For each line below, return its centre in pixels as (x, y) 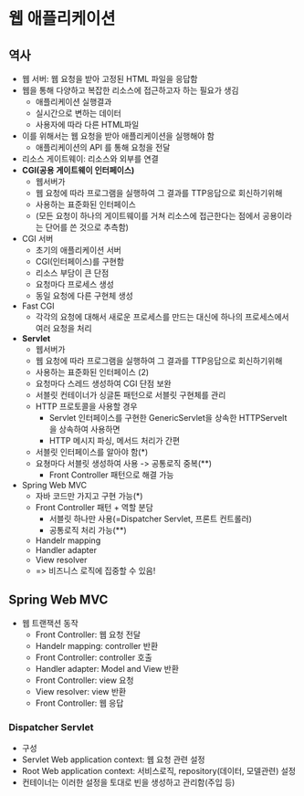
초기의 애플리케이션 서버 (79, 250)
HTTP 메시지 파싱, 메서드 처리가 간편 (114, 440)
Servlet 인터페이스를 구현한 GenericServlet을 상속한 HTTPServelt (168, 418)
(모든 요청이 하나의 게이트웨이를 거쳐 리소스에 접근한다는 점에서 (148, 216)
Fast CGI (38, 306)
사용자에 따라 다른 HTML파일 (87, 125)
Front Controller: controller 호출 (94, 657)
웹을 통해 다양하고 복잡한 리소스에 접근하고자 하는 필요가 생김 (130, 90)
